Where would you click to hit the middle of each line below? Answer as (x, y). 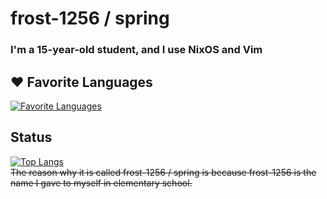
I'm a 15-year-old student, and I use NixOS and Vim (136, 50)
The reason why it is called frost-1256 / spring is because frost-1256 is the (163, 172)
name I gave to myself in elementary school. (101, 183)
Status (31, 137)
